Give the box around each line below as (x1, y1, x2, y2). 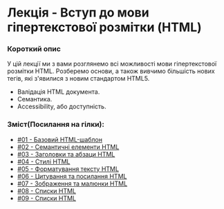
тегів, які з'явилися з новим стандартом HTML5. (7, 74, 150, 83)
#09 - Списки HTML (17, 194, 77, 202)
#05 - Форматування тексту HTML (17, 164, 120, 173)
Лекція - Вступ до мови (7, 5, 150, 21)
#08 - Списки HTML (17, 186, 77, 195)
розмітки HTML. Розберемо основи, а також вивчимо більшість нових (7, 67, 216, 75)
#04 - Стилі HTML (17, 157, 71, 166)
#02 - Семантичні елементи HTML (17, 143, 120, 151)
